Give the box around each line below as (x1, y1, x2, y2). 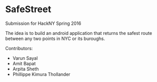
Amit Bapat (12, 60, 36, 66)
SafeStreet (5, 4, 52, 15)
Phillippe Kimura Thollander (12, 71, 71, 77)
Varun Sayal (12, 55, 38, 61)
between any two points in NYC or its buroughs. (5, 35, 105, 42)
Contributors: (5, 45, 33, 51)
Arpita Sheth (12, 66, 39, 72)
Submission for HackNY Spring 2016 (5, 20, 82, 26)
